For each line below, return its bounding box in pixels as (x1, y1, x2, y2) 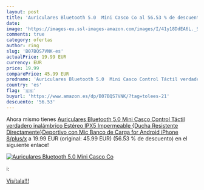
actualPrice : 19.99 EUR (6, 54, 67, 60)
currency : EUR (6, 59, 42, 65)
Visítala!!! (6, 177, 29, 185)
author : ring (6, 43, 39, 49)
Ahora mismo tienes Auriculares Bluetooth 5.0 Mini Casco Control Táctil (6, 116, 185, 123)
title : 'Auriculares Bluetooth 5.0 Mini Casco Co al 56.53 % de (6, 15, 175, 21)
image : (6, 25, 23, 32)
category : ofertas (6, 37, 53, 43)
